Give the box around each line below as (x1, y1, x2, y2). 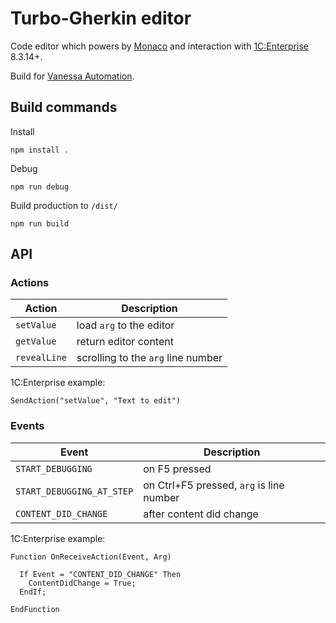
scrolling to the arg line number (76, 351, 223, 365)
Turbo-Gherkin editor (10, 7, 192, 30)
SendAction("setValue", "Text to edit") (10, 396, 182, 406)
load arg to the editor (76, 318, 175, 332)
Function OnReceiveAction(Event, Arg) (10, 552, 172, 562)
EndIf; (19, 587, 47, 597)
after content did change (143, 507, 259, 521)
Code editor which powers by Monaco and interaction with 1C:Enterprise (10, 40, 310, 52)
